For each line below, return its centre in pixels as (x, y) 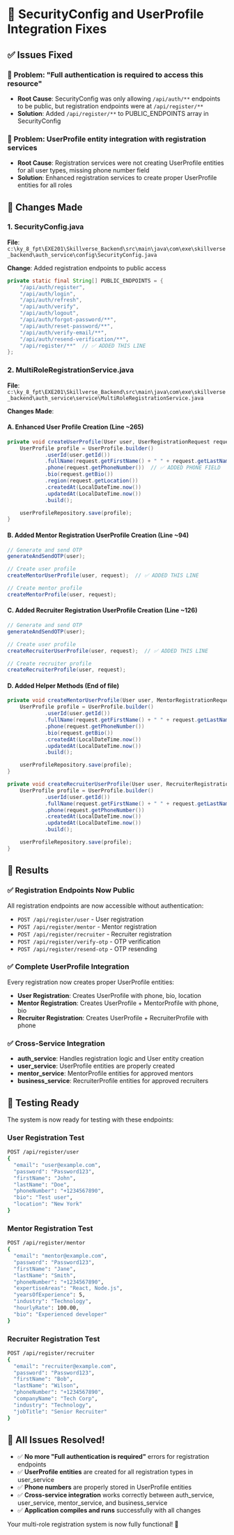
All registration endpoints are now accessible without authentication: (106, 905)
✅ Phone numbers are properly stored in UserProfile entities (104, 1488)
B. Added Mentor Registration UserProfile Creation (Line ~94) (98, 535)
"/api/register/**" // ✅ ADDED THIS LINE (83, 346)
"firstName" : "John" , (45, 1178)
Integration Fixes (57, 29)
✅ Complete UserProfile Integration (68, 967)
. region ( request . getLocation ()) (91, 481)
